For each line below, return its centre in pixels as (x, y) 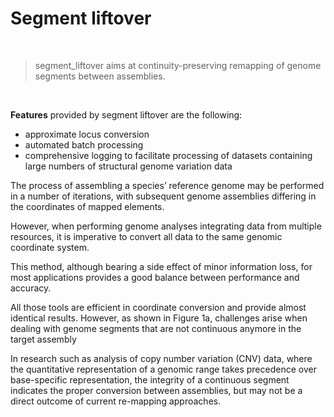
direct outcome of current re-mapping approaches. (116, 401)
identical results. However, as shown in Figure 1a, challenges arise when (159, 318)
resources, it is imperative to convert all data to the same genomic (146, 236)
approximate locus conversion (87, 134)
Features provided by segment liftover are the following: (126, 114)
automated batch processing (84, 144)
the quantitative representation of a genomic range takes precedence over (163, 369)
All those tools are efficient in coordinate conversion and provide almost (158, 307)
